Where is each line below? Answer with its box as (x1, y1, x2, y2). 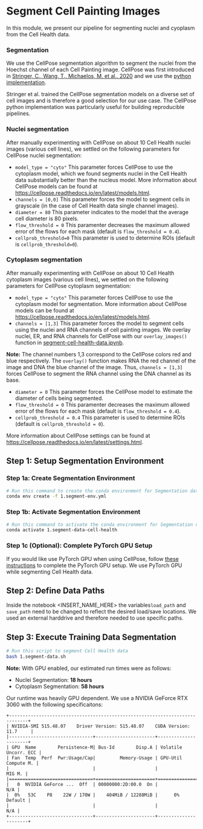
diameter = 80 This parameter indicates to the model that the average (14, 208, 189, 215)
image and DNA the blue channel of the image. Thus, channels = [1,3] (6, 363, 183, 370)
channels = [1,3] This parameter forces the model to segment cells (14, 319, 184, 327)
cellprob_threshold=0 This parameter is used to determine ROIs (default (14, 234, 195, 241)
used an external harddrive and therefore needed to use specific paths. (6, 614, 184, 621)
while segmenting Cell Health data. (6, 568, 94, 575)
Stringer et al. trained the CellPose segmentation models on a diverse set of (6, 91, 195, 98)
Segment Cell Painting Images (6, 4, 160, 18)
